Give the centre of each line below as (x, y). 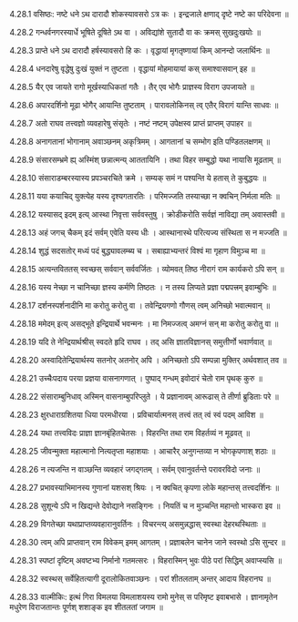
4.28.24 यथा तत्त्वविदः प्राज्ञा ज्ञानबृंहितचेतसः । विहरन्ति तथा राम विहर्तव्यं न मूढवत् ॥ (130, 433)
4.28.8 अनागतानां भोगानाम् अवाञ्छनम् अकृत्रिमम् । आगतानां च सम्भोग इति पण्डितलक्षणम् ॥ (140, 142)
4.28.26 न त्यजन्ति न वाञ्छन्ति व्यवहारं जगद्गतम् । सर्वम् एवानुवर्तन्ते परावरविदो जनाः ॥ (135, 469)
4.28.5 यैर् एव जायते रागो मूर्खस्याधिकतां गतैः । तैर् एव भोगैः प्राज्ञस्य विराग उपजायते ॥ (132, 87)
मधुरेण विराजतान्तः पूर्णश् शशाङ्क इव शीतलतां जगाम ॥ (87, 607)
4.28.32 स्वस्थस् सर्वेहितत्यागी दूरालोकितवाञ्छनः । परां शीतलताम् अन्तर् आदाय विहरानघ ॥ (140, 579)
